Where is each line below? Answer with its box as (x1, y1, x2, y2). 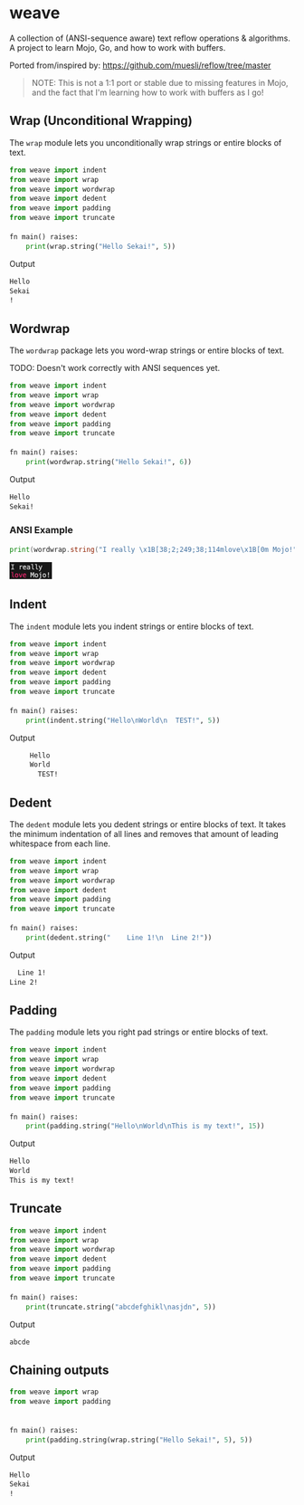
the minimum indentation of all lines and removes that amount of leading (9, 828, 279, 839)
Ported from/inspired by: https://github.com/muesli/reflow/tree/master (9, 60, 271, 71)
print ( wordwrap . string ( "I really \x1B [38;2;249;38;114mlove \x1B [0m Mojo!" (9, 545, 298, 554)
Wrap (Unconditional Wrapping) (9, 113, 193, 129)
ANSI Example (9, 523, 74, 536)
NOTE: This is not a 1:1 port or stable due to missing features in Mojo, (31, 77, 289, 88)
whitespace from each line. (9, 838, 111, 849)
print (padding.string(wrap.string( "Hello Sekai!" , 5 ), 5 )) (25, 1435, 253, 1444)
